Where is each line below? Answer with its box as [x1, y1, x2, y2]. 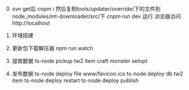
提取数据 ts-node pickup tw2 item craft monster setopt [11, 58, 147, 64]
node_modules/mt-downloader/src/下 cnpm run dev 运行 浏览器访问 [11, 13, 181, 20]
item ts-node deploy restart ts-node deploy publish [11, 77, 139, 84]
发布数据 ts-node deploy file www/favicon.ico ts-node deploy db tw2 [11, 70, 184, 77]
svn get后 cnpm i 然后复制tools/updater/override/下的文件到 [11, 5, 161, 12]
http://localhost [11, 20, 50, 26]
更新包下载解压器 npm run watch [11, 44, 93, 52]
